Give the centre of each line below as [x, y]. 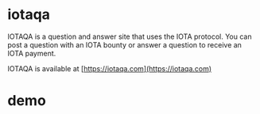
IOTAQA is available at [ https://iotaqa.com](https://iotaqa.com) [110, 68]
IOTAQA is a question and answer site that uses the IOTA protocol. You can [130, 36]
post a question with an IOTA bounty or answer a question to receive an [124, 44]
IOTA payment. [32, 53]
